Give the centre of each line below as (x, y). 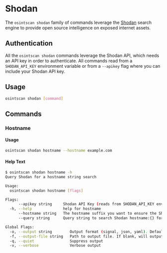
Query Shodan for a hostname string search (51, 177)
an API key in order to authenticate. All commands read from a (69, 61)
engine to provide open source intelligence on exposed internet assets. (78, 27)
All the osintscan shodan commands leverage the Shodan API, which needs (82, 55)
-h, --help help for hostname (55, 209)
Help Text (15, 162)
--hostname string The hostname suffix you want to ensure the (87, 214)
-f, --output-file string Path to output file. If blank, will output (86, 236)
